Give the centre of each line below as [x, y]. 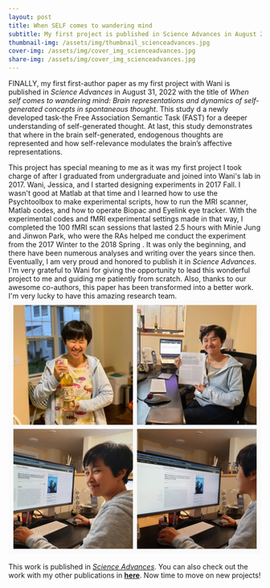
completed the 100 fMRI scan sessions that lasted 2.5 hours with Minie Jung [135, 227]
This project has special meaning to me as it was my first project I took [125, 168]
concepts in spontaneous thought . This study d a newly [136, 109]
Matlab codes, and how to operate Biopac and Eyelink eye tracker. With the [133, 210]
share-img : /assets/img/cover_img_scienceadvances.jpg [102, 60]
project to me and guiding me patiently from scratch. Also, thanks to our [127, 279]
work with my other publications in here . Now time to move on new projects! [135, 575]
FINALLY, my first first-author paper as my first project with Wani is [119, 83]
